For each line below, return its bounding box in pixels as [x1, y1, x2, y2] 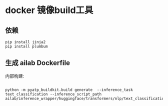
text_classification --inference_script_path [5, 91, 101, 96]
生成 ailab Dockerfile [5, 58, 70, 67]
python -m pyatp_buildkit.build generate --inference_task [5, 87, 133, 92]
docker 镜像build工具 [5, 4, 93, 16]
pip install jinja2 [5, 39, 46, 44]
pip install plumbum [5, 44, 48, 49]
